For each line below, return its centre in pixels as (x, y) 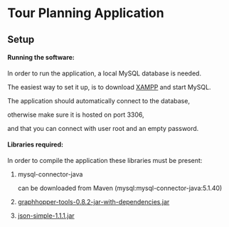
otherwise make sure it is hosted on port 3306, (76, 115)
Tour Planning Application (86, 13)
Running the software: (41, 58)
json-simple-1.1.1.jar (46, 216)
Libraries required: (36, 144)
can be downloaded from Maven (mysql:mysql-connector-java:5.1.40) (120, 188)
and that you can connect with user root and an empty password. (103, 128)
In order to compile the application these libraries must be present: (105, 160)
